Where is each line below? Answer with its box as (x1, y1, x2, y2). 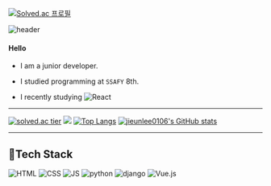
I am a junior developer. (19, 61, 98, 71)
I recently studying (19, 93, 82, 102)
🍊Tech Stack (8, 147, 73, 161)
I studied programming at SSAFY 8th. (19, 76, 140, 86)
